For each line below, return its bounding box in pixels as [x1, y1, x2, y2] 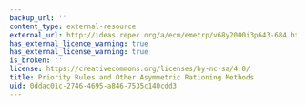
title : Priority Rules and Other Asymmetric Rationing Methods [9, 73, 255, 82]
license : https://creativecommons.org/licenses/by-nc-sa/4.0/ [9, 65, 250, 74]
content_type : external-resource [9, 22, 137, 31]
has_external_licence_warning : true [9, 38, 148, 48]
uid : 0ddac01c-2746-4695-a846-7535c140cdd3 [9, 81, 178, 90]
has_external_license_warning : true [9, 47, 148, 57]
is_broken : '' [9, 56, 64, 65]
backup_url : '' [9, 13, 67, 23]
